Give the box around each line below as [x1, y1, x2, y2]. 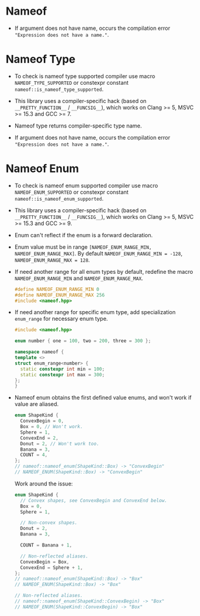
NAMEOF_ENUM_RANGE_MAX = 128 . [14, 256, 91, 263]
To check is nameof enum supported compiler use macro [14, 182, 159, 189]
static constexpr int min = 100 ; [20, 366, 105, 372]
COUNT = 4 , [20, 452, 48, 458]
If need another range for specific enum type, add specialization [14, 309, 176, 316]
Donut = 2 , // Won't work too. [20, 440, 100, 446]
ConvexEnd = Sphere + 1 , [20, 564, 83, 571]
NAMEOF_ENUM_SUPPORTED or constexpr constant [14, 188, 129, 196]
